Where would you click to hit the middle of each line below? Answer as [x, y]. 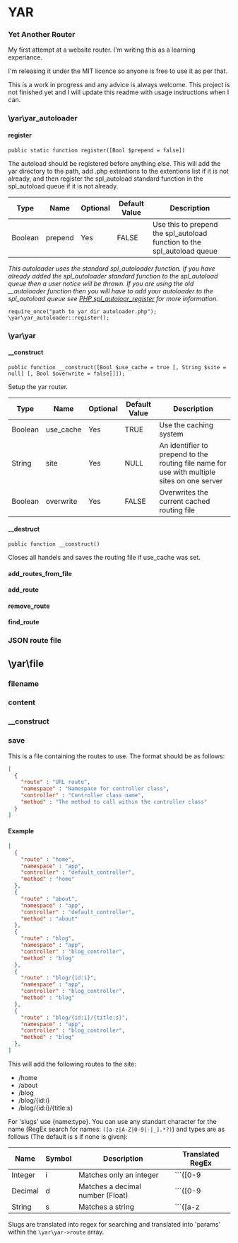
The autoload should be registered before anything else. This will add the [114, 163]
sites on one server [191, 480]
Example [21, 831]
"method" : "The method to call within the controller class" [114, 802]
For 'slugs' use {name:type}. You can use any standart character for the [113, 1121]
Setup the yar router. [38, 386]
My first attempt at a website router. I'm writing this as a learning [102, 50]
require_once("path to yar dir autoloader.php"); [83, 311]
